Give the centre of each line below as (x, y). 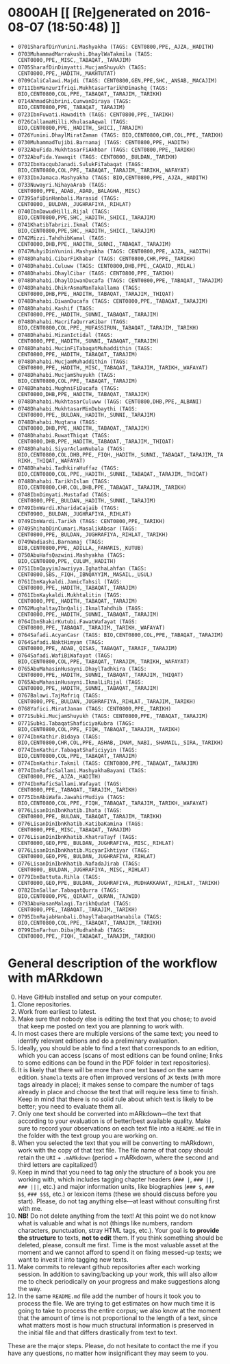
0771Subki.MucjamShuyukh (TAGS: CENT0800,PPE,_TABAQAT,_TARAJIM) (113, 716)
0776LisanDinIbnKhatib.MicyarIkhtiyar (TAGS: (84, 850)
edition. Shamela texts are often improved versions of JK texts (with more (119, 1077)
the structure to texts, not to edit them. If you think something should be (120, 1238)
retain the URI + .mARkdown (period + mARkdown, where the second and (118, 1157)
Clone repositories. (44, 1004)
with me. (30, 1208)
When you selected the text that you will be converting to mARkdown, (116, 1143)
